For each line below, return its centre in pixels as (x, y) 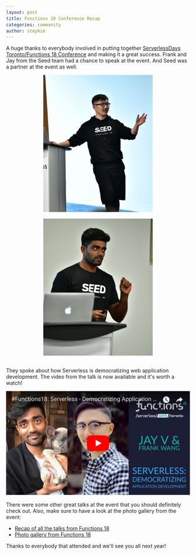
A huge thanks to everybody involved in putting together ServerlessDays (93, 48)
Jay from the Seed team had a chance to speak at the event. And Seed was (97, 61)
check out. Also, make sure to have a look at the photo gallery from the (91, 511)
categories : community (34, 25)
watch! (14, 383)
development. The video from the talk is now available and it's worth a (90, 377)
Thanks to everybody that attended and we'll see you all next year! (86, 546)
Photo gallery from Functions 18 (53, 535)
